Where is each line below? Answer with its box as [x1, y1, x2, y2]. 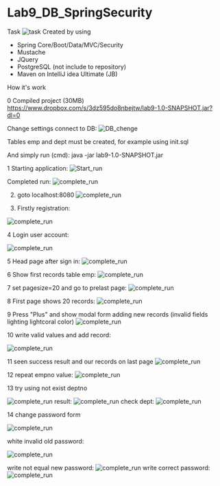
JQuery [16, 55, 39, 63]
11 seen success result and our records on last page [7, 357, 154, 365]
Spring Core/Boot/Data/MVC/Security [16, 40, 123, 49]
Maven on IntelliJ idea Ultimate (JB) [16, 70, 118, 78]
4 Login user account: [7, 230, 69, 239]
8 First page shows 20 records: [7, 297, 96, 305]
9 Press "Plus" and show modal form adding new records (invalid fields [7, 310, 208, 318]
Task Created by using [7, 27, 91, 36]
